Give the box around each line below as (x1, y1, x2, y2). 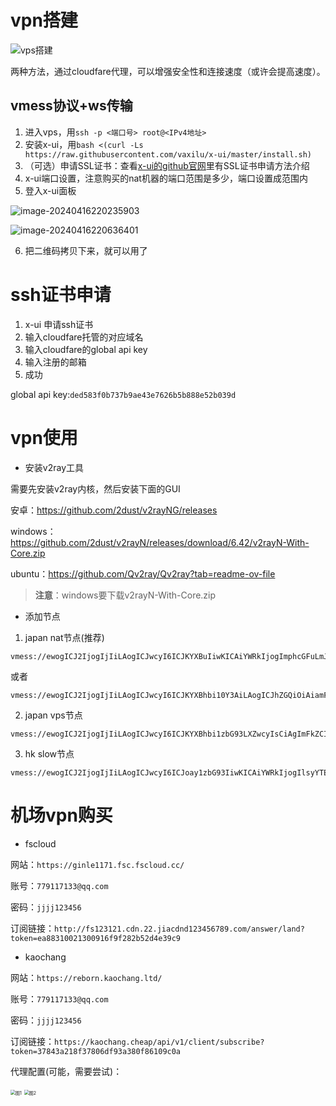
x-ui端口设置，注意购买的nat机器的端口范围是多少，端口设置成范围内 (24, 172, 308, 184)
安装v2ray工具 (24, 461, 84, 473)
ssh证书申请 (10, 283, 112, 306)
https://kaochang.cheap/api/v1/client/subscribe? (54, 1037, 265, 1047)
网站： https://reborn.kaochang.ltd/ (10, 971, 163, 983)
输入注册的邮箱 (24, 356, 87, 368)
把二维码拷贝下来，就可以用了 (24, 244, 148, 256)
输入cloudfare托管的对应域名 (24, 331, 144, 343)
